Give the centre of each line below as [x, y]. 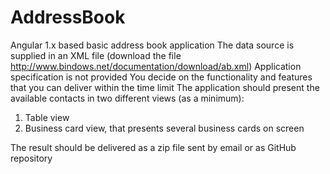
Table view [47, 117]
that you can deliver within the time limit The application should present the [165, 87]
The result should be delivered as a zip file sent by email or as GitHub [153, 147]
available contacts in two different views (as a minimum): [127, 98]
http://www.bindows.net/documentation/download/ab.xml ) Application [156, 66]
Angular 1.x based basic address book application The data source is [152, 45]
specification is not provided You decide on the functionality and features [161, 77]
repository [31, 158]
